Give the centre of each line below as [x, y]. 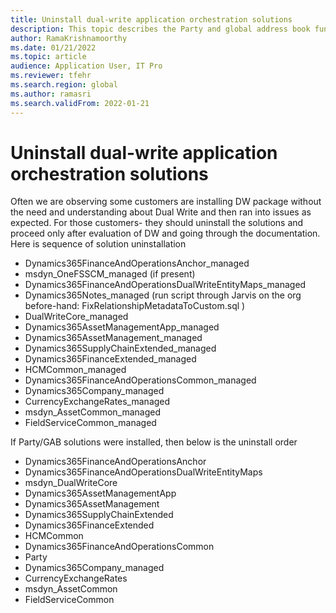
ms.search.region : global [64, 85]
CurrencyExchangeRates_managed [97, 402]
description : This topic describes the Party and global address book [160, 29]
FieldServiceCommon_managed [90, 423]
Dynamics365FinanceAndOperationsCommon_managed [140, 380]
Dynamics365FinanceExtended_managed [110, 359]
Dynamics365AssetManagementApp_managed [122, 327]
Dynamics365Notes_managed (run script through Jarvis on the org [163, 295]
